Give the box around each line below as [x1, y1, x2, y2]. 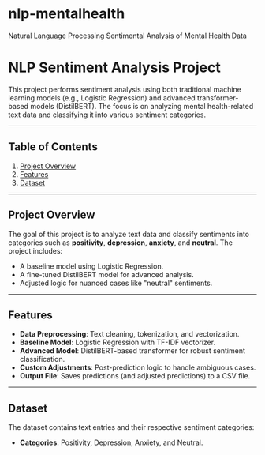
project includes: [8, 246, 63, 255]
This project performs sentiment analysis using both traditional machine [8, 85, 242, 94]
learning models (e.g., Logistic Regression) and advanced [8, 92, 196, 103]
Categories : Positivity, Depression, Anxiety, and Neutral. [19, 438, 203, 447]
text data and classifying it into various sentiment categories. [8, 110, 207, 119]
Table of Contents [8, 140, 99, 154]
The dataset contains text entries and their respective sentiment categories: [8, 423, 255, 432]
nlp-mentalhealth [8, 5, 125, 23]
